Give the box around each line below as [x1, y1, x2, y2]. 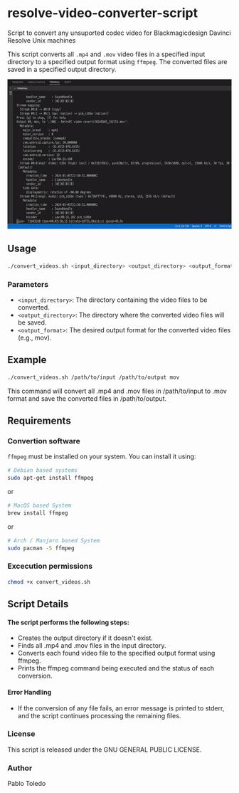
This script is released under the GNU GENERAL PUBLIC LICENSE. [7, 745, 202, 754]
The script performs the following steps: [7, 618, 129, 626]
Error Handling [7, 688, 52, 696]
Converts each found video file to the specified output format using [17, 649, 216, 658]
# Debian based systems [7, 467, 78, 474]
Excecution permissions [7, 561, 93, 571]
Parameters [7, 279, 48, 289]
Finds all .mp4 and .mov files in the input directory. [17, 641, 166, 650]
